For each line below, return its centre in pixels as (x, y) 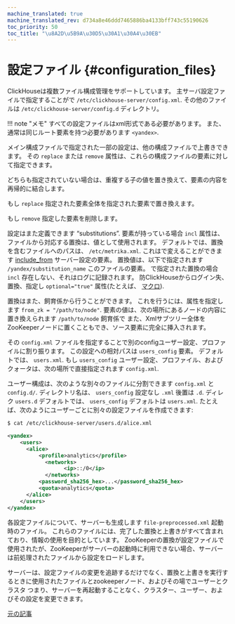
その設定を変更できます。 (50, 599)
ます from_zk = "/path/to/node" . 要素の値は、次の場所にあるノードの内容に (117, 310)
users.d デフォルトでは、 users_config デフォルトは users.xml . (107, 401)
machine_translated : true (45, 14)
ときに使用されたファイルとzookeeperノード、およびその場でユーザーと (117, 581)
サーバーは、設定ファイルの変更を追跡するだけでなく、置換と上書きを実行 (115, 572)
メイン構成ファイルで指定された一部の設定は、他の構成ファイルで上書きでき (118, 148)
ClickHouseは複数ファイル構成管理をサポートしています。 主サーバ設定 (110, 91)
